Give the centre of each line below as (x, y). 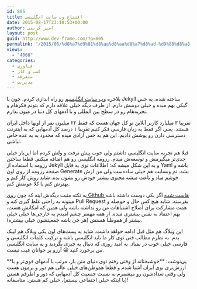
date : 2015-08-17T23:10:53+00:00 (47, 22)
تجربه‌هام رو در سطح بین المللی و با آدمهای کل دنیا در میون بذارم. (77, 111)
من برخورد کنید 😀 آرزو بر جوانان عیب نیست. (55, 250)
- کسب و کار (27, 71)
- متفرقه (23, 77)
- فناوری (23, 66)
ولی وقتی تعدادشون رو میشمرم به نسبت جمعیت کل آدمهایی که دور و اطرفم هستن (96, 273)
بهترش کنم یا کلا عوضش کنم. (38, 184)
